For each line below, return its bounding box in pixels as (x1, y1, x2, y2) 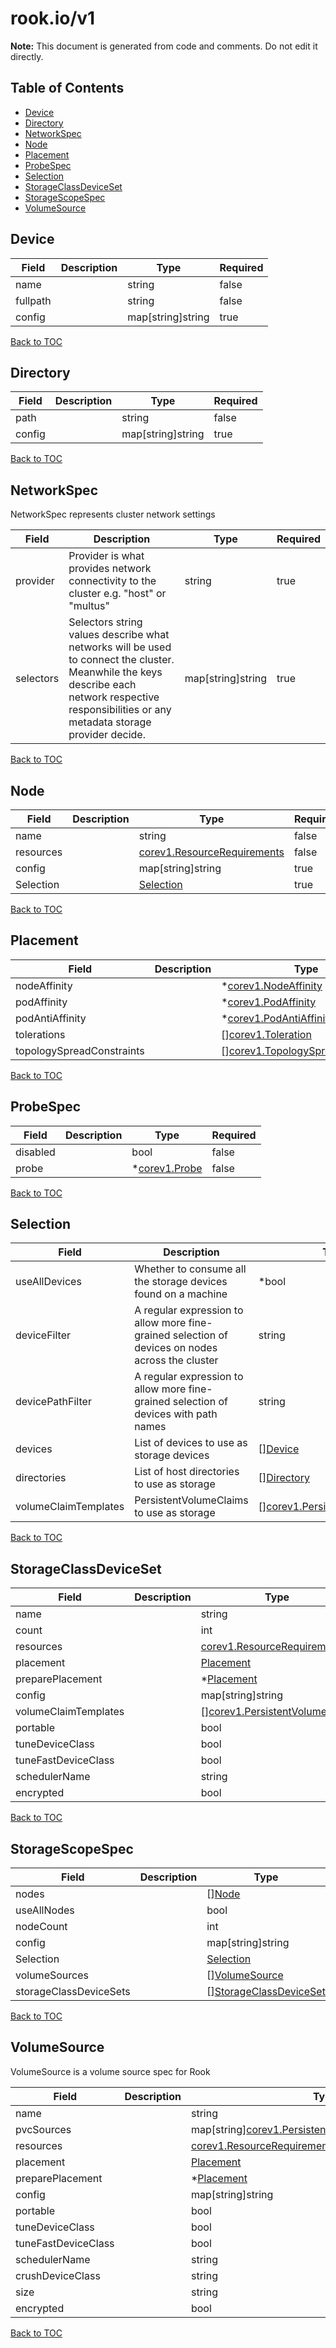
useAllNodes (15, 1903, 75, 1917)
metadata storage (68, 715, 152, 729)
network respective (68, 690, 160, 704)
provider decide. (68, 728, 146, 742)
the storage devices (134, 1275, 228, 1289)
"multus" (68, 599, 110, 613)
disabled (15, 1145, 56, 1159)
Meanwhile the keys (68, 665, 163, 679)
